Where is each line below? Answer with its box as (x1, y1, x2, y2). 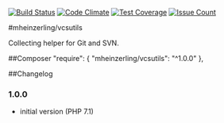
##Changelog (8, 69, 53, 79)
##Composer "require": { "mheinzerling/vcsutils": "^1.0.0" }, (8, 54, 204, 63)
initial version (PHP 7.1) (19, 107, 94, 117)
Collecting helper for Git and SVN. (8, 38, 119, 48)
